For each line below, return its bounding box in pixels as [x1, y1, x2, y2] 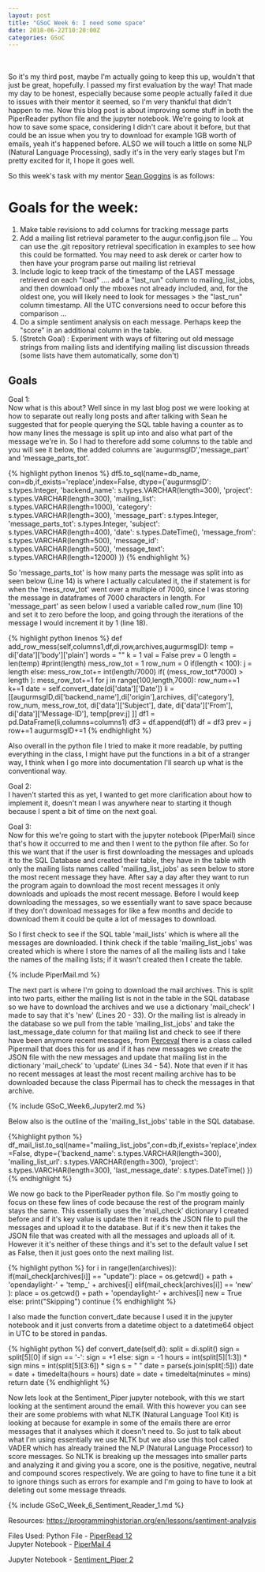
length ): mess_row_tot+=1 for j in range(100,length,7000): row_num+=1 [8, 676, 241, 685]
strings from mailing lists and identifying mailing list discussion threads [19, 343, 250, 352]
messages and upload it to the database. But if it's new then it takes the [8, 1223, 241, 1232]
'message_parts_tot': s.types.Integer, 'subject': [8, 519, 160, 528]
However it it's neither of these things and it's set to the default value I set [8, 1240, 248, 1248]
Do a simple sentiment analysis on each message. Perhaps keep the [19, 317, 242, 327]
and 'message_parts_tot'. [8, 453, 90, 463]
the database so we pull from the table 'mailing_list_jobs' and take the [8, 1019, 235, 1028]
